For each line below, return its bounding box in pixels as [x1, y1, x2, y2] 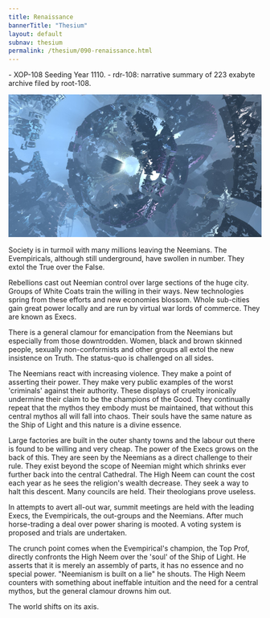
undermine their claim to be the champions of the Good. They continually [8, 394, 251, 403]
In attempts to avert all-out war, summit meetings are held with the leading [8, 502, 255, 512]
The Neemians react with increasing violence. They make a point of [8, 368, 231, 378]
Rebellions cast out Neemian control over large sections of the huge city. [8, 277, 249, 287]
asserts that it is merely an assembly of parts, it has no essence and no [8, 560, 243, 570]
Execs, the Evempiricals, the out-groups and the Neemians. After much [8, 510, 243, 520]
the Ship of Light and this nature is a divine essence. [8, 420, 182, 429]
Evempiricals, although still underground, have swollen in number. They [8, 253, 245, 263]
